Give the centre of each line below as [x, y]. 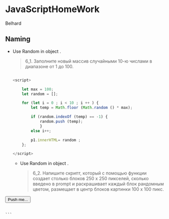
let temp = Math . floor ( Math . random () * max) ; [82, 108]
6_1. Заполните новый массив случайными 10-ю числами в [89, 61]
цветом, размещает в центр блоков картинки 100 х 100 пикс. [98, 189]
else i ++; [41, 131]
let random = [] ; [40, 94]
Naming [18, 39]
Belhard [13, 23]
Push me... [18, 200]
